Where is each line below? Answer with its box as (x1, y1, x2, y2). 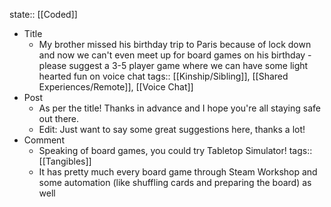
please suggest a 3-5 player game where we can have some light (38, 60, 309, 71)
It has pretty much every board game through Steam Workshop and (38, 166, 318, 178)
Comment (23, 134, 65, 146)
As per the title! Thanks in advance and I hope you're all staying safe (38, 102, 321, 114)
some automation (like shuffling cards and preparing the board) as (38, 177, 312, 188)
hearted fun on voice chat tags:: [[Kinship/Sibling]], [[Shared (38, 70, 289, 82)
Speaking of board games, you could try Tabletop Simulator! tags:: (38, 145, 313, 156)
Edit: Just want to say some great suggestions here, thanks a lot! (38, 124, 306, 135)
